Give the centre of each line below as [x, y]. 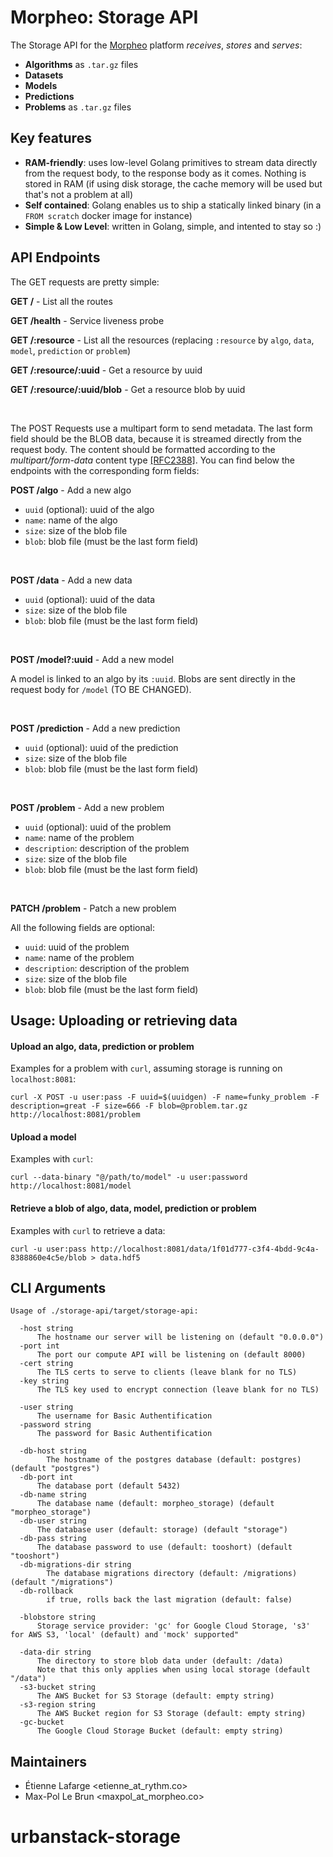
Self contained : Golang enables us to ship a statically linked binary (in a [173, 205]
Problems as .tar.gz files [78, 107]
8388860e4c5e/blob [48, 1257]
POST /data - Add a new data [71, 580]
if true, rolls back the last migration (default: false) [169, 1600]
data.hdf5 [120, 1257]
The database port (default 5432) [109, 1486]
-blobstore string [58, 1617]
